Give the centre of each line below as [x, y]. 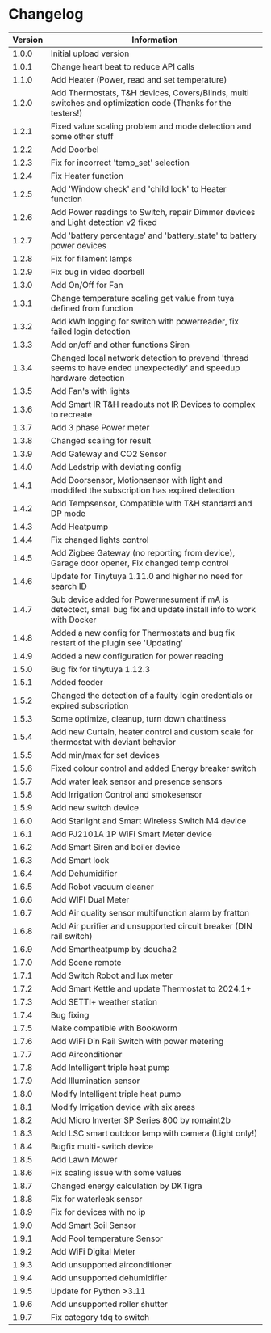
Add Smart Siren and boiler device [116, 847]
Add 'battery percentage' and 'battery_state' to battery [154, 235]
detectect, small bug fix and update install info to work [154, 609]
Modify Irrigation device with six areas [123, 1107]
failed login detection [91, 331]
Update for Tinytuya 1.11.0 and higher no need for [147, 576]
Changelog [46, 14]
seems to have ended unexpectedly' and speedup [146, 367]
